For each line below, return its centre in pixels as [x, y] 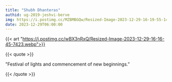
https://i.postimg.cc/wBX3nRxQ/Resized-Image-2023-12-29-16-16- [93, 39]
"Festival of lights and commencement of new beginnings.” [68, 64]
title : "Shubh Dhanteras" [33, 10]
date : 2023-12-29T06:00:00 [34, 24]
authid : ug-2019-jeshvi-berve [38, 15]
